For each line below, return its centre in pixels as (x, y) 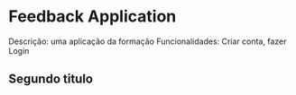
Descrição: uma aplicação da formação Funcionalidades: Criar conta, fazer (148, 41)
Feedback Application (92, 17)
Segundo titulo (51, 79)
